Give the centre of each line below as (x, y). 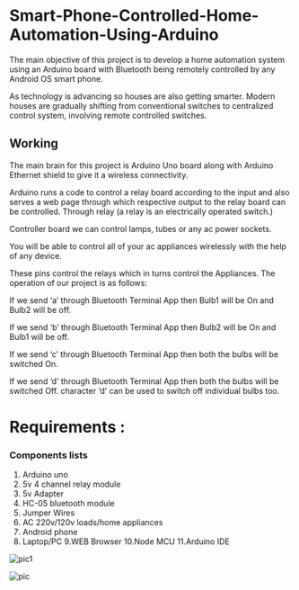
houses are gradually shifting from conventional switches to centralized (141, 105)
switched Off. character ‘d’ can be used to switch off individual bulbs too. (145, 390)
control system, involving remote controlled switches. (108, 115)
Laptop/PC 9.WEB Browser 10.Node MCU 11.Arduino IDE (126, 541)
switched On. (34, 363)
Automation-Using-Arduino (114, 35)
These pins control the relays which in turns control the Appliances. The (142, 273)
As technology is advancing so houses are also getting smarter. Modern (142, 96)
